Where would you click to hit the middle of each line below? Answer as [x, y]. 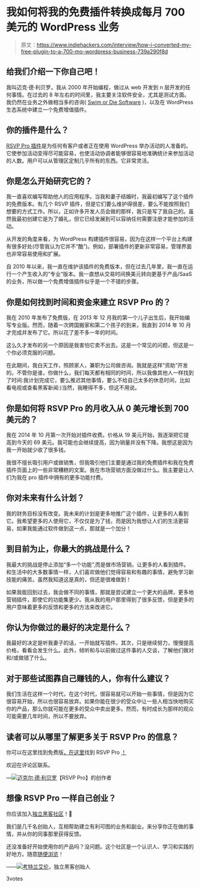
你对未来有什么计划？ [45, 498]
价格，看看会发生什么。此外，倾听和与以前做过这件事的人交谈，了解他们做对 [100, 650]
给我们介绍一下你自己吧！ [53, 72]
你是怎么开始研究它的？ [49, 181]
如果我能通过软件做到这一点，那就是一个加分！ [74, 528]
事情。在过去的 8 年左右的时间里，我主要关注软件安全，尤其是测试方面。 [100, 94]
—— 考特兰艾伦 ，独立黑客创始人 [48, 866]
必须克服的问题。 [37, 353]
